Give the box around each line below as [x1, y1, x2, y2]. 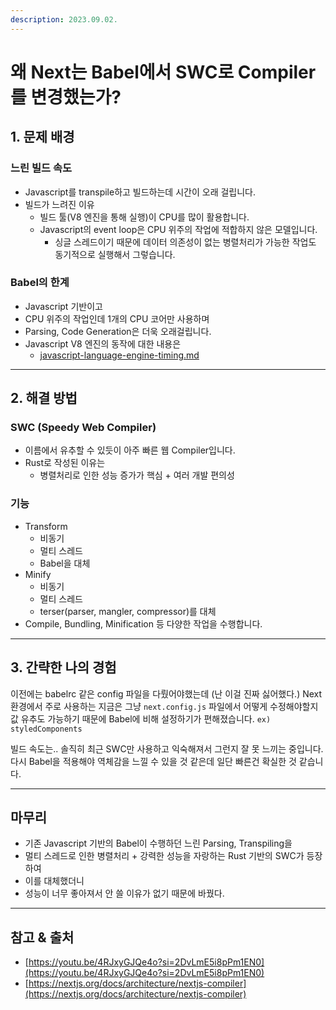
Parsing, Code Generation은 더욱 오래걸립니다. [24, 325, 212, 337]
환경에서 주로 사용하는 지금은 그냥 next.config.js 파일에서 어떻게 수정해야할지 [10, 700, 319, 712]
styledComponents [10, 724, 83, 734]
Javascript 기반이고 [24, 300, 103, 312]
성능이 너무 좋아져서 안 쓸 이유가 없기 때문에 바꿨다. [24, 887, 225, 900]
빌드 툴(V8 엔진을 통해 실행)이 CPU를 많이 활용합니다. [39, 211, 250, 223]
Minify [24, 568, 52, 580]
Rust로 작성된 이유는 [24, 457, 106, 469]
